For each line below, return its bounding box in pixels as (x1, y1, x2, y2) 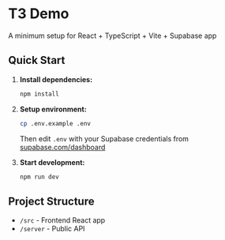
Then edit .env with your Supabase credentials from (19, 133, 189, 143)
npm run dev (19, 173, 59, 181)
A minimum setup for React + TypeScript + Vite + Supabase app (8, 31, 217, 40)
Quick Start (8, 54, 66, 67)
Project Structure (8, 194, 95, 208)
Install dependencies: (19, 74, 93, 84)
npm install (19, 90, 59, 98)
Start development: (19, 157, 85, 167)
